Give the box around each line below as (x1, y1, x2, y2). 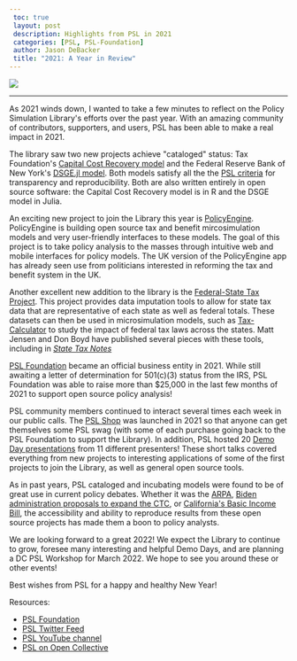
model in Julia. (9, 196, 63, 206)
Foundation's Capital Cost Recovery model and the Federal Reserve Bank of (9, 159, 286, 168)
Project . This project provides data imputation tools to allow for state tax (9, 296, 271, 307)
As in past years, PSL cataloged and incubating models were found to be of (9, 479, 285, 490)
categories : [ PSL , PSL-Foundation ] (12, 37, 144, 47)
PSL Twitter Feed (21, 624, 85, 634)
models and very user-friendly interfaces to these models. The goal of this (9, 232, 280, 242)
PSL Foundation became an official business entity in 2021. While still (9, 361, 261, 370)
